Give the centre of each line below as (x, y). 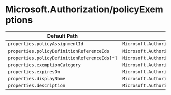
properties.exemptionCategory (45, 65)
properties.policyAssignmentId (46, 44)
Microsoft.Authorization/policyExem (84, 9)
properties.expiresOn (34, 72)
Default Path (63, 36)
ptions (19, 20)
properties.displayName (37, 79)
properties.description (37, 85)
